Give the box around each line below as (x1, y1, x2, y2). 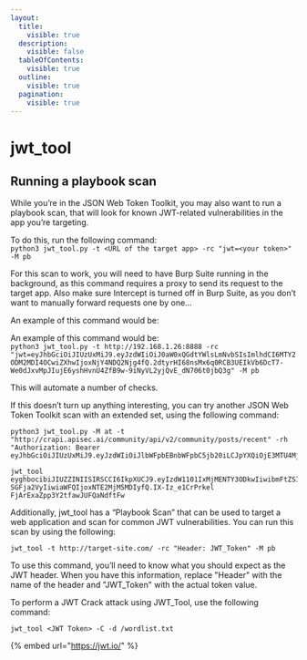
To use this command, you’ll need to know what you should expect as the (10, 560, 286, 571)
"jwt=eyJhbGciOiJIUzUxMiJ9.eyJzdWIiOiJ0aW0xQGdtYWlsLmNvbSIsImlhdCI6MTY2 (10, 350, 297, 360)
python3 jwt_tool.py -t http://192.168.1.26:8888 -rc (10, 343, 220, 352)
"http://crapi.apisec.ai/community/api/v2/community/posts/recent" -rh (10, 435, 288, 445)
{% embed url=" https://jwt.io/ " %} (10, 640, 139, 652)
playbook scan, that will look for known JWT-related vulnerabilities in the (10, 207, 283, 219)
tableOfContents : (18, 56, 85, 65)
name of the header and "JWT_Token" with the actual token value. (10, 580, 258, 591)
